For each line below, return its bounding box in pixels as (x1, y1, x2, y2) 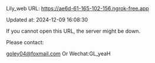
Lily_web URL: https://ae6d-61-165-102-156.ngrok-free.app (6, 5, 149, 12)
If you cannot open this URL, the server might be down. (6, 27, 140, 34)
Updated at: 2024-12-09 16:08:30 (6, 16, 88, 23)
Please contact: (6, 39, 44, 45)
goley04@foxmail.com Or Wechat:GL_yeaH (6, 50, 111, 57)
